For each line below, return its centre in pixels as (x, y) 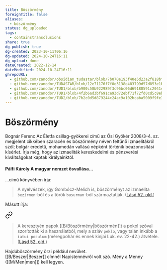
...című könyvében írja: (28, 180)
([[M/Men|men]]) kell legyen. (35, 262)
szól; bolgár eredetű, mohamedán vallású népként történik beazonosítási (80, 147)
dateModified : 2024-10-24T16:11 (39, 70)
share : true (17, 42)
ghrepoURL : (16, 75)
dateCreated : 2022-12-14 (31, 65)
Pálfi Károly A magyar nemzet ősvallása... (49, 169)
